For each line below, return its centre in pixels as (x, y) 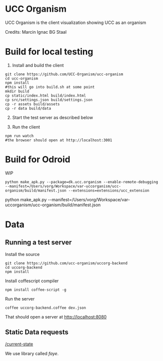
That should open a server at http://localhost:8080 (56, 317)
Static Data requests (37, 332)
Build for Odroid (38, 159)
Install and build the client (38, 65)
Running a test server (39, 243)
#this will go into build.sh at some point (50, 87)
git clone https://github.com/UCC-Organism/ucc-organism (64, 74)
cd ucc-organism (21, 78)
